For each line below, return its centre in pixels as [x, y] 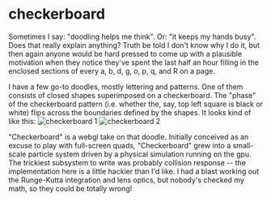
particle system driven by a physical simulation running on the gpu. [140, 154]
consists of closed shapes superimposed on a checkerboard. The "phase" [132, 95]
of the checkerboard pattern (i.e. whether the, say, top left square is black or [136, 104]
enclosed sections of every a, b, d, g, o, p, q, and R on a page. [112, 71]
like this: [22, 121]
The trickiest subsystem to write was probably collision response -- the [127, 162]
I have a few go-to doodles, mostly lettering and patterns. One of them [126, 87]
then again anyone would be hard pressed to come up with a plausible [125, 53]
